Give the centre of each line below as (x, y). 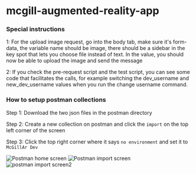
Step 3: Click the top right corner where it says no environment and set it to (97, 142)
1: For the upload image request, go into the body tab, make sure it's (89, 42)
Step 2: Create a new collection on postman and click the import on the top (97, 124)
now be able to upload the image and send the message (74, 61)
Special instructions (35, 29)
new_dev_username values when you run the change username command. (97, 85)
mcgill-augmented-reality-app (83, 11)
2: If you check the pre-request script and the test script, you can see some (98, 72)
